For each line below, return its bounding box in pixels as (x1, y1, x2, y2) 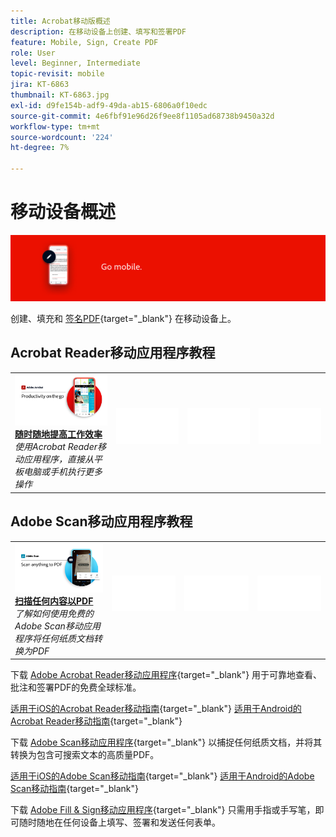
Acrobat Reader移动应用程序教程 (10, 345, 216, 362)
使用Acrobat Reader (14, 441, 98, 453)
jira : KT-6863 (10, 80, 70, 90)
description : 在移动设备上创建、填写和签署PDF (10, 26, 187, 37)
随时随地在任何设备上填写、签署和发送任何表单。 (18, 816, 221, 829)
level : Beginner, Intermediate (10, 58, 141, 69)
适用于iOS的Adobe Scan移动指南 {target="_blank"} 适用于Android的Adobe (10, 770, 315, 782)
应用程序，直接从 (23, 453, 94, 465)
